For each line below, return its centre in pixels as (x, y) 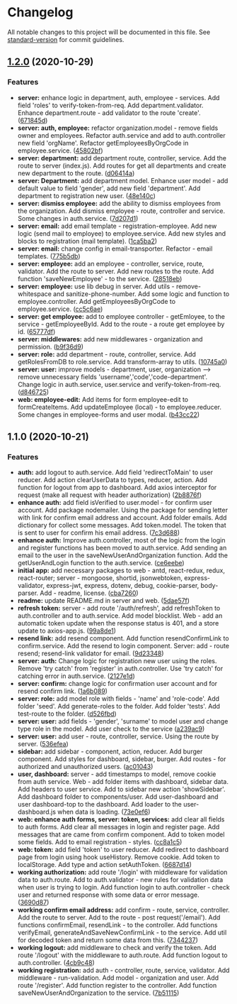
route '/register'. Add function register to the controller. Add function (117, 986)
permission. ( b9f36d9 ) (50, 347)
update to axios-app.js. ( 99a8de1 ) (67, 631)
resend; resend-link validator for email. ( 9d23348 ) (91, 653)
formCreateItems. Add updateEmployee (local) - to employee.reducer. (119, 407)
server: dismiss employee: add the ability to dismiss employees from (119, 203)
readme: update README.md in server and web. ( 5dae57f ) (103, 601)
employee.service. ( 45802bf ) (60, 151)
